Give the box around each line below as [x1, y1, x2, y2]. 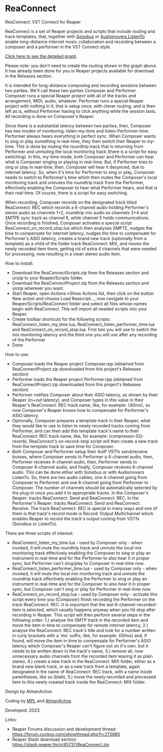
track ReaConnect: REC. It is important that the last [12, 601, 114, 607]
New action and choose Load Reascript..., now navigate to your [12, 295, 139, 301]
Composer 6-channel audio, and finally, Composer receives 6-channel [12, 464, 153, 470]
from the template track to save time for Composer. [12, 443, 115, 449]
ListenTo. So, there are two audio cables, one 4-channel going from [12, 474, 147, 480]
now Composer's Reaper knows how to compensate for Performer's [12, 407, 149, 413]
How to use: [5, 351, 29, 357]
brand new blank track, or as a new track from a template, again [12, 664, 140, 669]
